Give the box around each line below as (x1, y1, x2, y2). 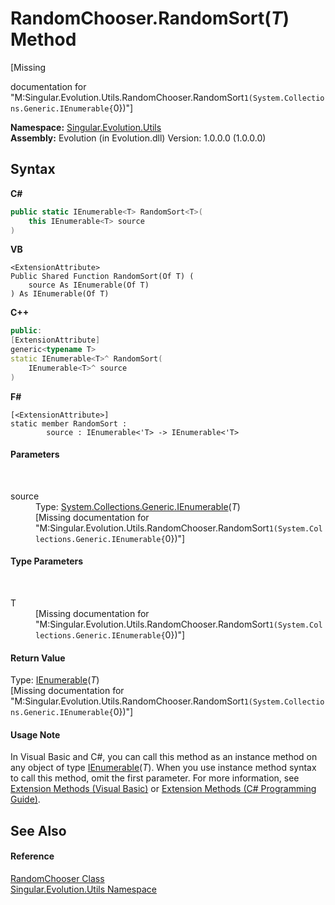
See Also (10, 822, 67, 839)
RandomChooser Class (10, 873, 105, 885)
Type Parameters (10, 555, 84, 567)
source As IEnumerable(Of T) (28, 280, 150, 291)
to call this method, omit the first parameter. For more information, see (10, 772, 300, 784)
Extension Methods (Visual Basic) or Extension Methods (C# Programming (10, 783, 317, 795)
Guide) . (10, 793, 41, 806)
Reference (10, 850, 55, 862)
